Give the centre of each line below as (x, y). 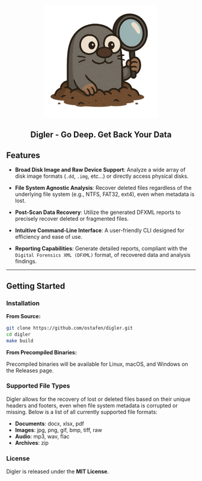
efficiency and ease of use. (49, 237)
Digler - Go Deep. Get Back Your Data (101, 135)
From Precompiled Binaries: (41, 352)
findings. (26, 262)
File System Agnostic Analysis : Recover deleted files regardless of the (103, 188)
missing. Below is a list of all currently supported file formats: (82, 412)
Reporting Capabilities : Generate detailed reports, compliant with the (101, 248)
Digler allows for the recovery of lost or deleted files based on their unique (98, 399)
